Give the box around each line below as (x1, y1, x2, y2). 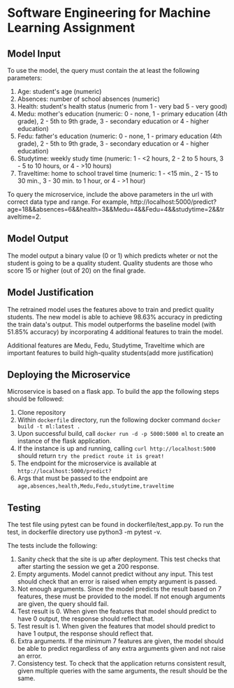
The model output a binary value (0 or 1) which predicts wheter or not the (7, 251, 218, 260)
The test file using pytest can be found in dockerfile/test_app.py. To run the (7, 521, 224, 529)
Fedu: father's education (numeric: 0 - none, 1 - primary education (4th (17, 132, 222, 140)
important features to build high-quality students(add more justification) (7, 348, 214, 357)
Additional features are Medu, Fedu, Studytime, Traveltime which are (7, 341, 205, 350)
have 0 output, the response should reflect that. (17, 614, 155, 623)
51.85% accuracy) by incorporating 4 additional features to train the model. (7, 327, 224, 336)
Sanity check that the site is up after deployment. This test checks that (17, 555, 221, 563)
